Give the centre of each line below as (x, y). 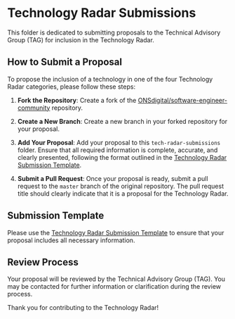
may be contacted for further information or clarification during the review (114, 287)
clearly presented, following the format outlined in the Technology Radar (122, 157)
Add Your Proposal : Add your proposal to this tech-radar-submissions (119, 142)
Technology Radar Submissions (102, 13)
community (34, 108)
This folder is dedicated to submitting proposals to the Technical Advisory (114, 32)
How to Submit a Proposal (65, 62)
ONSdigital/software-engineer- (183, 100)
